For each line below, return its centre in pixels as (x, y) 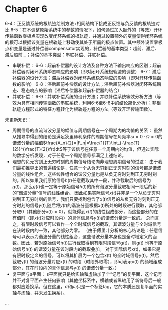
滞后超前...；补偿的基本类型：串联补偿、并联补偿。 (57, 54)
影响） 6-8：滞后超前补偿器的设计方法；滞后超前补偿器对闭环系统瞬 (91, 84)
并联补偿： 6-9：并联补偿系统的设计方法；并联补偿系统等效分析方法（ (85, 96)
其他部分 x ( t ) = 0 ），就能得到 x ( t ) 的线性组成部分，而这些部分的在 (93, 211)
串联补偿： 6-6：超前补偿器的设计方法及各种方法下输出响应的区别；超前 (87, 65)
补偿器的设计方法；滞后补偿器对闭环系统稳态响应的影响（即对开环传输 (85, 78)
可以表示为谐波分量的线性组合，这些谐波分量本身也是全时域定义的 (85, 236)
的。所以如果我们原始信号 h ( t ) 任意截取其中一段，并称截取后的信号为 (82, 180)
